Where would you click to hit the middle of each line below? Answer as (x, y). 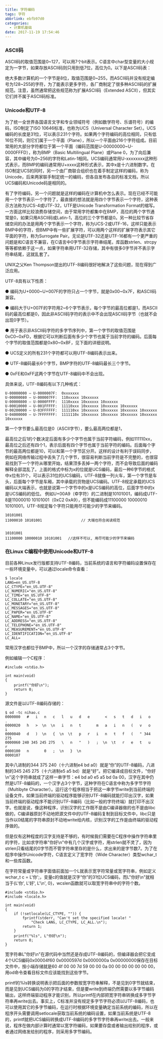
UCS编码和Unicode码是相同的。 (37, 183)
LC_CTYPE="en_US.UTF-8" (29, 587)
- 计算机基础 (21, 28)
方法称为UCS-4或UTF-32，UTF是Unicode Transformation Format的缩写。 (83, 205)
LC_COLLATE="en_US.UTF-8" (31, 599)
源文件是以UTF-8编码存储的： (35, 703)
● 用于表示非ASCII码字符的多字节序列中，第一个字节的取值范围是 (71, 330)
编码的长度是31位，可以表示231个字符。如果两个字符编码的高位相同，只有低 (81, 134)
